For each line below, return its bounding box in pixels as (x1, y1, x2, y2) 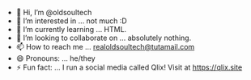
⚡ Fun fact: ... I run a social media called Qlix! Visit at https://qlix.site (15, 62, 243, 72)
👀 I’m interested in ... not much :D (15, 16, 127, 26)
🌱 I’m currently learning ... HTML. (15, 25, 127, 34)
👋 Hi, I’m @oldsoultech (15, 8, 92, 17)
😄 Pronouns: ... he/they (15, 54, 96, 63)
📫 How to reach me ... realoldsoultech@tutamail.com (15, 42, 195, 51)
